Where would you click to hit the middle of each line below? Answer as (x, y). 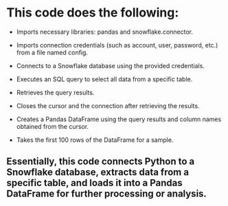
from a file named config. (52, 52)
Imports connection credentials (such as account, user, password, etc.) (117, 45)
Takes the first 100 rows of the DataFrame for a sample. (95, 140)
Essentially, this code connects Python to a (101, 162)
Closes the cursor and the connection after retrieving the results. (108, 105)
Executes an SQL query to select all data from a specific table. (104, 79)
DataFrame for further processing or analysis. (107, 194)
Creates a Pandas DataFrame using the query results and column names (119, 119)
